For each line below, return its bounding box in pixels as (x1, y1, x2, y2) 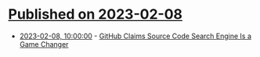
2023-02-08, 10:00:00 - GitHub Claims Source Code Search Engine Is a (19, 31, 252, 41)
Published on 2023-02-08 (8, 5, 182, 23)
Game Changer (19, 39, 69, 48)
